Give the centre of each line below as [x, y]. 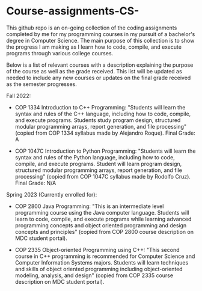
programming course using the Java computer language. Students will [102, 212]
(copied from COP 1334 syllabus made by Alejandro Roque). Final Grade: [105, 133]
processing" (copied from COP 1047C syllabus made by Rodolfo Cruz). [103, 176]
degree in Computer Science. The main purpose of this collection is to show [100, 40]
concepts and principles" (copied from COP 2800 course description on [104, 231]
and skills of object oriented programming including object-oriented [99, 269]
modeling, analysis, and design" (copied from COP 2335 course [94, 275]
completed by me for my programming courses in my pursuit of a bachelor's [101, 34]
